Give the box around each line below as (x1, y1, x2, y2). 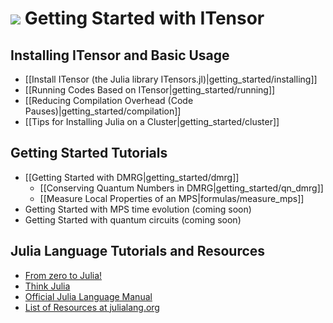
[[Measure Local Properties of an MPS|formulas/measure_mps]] (39, 192, 305, 204)
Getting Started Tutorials (10, 145, 168, 162)
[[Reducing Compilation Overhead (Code (24, 95, 194, 106)
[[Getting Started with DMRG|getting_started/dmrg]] (24, 171, 240, 183)
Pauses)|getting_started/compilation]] (24, 105, 182, 117)
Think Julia (24, 280, 71, 292)
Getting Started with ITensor (24, 7, 265, 30)
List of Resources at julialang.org (24, 301, 160, 313)
